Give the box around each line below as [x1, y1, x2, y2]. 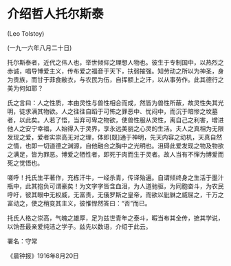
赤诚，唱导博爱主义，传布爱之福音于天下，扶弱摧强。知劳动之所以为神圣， [7, 67, 218, 75]
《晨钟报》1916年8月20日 [7, 252, 79, 260]
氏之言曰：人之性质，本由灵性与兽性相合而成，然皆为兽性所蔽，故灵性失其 [7, 98, 218, 107]
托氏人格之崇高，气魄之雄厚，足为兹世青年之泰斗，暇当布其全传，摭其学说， [7, 214, 224, 222]
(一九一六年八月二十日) [7, 43, 72, 52]
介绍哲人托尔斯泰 [7, 6, 104, 22]
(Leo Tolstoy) [7, 29, 45, 38]
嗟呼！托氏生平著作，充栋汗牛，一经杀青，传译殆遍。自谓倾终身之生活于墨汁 [7, 173, 224, 181]
